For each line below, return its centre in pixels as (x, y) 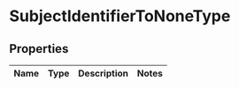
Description (103, 73)
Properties (39, 49)
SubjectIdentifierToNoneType (120, 16)
